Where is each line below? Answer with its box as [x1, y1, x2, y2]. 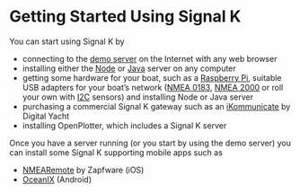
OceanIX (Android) [22, 173, 93, 185]
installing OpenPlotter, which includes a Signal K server [22, 119, 227, 131]
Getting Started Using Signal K [9, 6, 242, 27]
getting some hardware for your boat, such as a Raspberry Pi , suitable [22, 72, 282, 83]
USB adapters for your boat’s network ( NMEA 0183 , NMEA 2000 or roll [22, 82, 284, 92]
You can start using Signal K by [9, 36, 125, 47]
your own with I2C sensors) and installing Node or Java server [22, 92, 254, 102]
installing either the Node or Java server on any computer [22, 63, 236, 74]
